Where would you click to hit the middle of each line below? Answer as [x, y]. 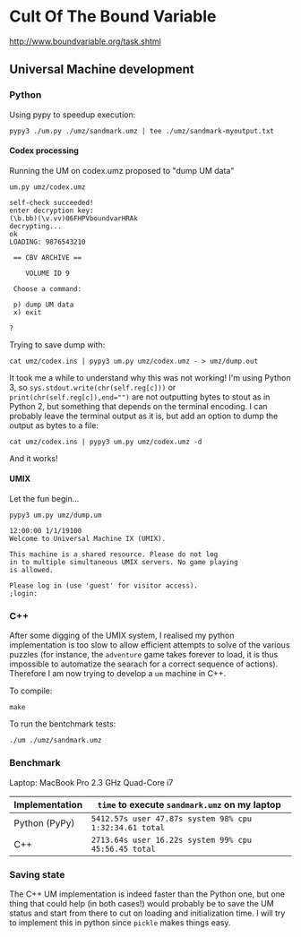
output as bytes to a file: [54, 425]
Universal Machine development [102, 69]
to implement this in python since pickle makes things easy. [120, 922]
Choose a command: [47, 288]
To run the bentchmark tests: [63, 724]
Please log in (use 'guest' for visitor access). [104, 586]
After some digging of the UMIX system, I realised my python [122, 636]
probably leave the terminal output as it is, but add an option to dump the [144, 416]
